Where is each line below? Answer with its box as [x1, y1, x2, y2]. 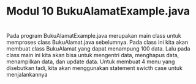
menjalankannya [6, 71, 48, 79]
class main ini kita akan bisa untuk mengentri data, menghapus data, [6, 52, 179, 59]
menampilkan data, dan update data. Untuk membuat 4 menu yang [6, 58, 175, 65]
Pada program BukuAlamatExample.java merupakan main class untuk [6, 32, 182, 40]
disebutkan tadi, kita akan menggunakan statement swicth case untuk [6, 65, 183, 72]
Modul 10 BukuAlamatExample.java [6, 4, 190, 18]
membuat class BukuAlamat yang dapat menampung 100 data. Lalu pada [6, 45, 190, 52]
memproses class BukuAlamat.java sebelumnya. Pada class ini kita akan [6, 38, 189, 46]
